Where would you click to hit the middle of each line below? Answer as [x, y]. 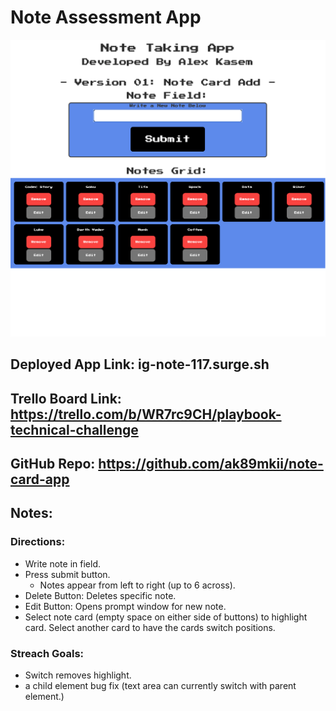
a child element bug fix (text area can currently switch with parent [160, 686]
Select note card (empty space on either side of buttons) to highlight [166, 617]
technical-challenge [74, 429]
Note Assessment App [106, 17]
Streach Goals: [47, 653]
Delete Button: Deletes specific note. [100, 595]
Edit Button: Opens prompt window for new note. [125, 606]
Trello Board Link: [66, 398]
